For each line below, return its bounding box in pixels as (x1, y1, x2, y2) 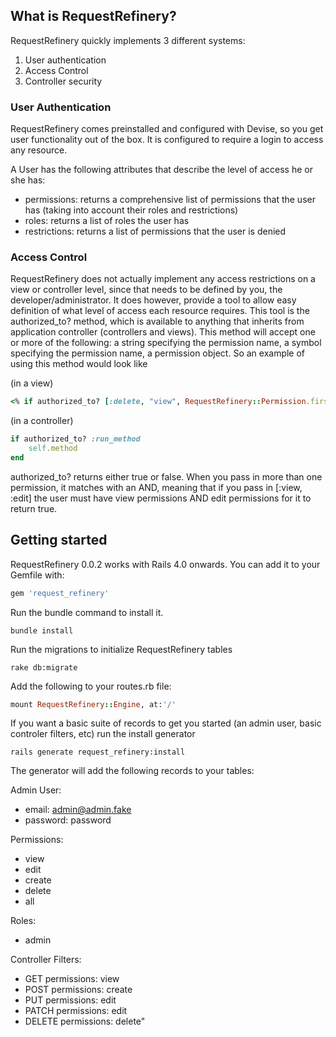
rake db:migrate (10, 662, 78, 673)
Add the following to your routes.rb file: (10, 680, 172, 692)
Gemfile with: (10, 569, 65, 581)
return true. (10, 502, 58, 514)
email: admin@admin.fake (24, 804, 132, 816)
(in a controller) (10, 415, 74, 427)
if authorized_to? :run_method (10, 434, 141, 444)
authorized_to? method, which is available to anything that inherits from (10, 315, 305, 328)
